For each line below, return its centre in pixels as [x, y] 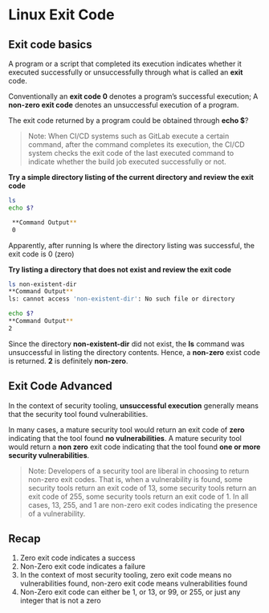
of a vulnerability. [57, 513]
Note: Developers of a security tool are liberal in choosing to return [139, 471]
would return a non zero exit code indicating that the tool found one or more [134, 447]
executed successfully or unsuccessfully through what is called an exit [126, 72]
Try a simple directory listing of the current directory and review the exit [131, 177]
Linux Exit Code [61, 15]
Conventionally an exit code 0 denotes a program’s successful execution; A [133, 96]
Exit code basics [50, 45]
